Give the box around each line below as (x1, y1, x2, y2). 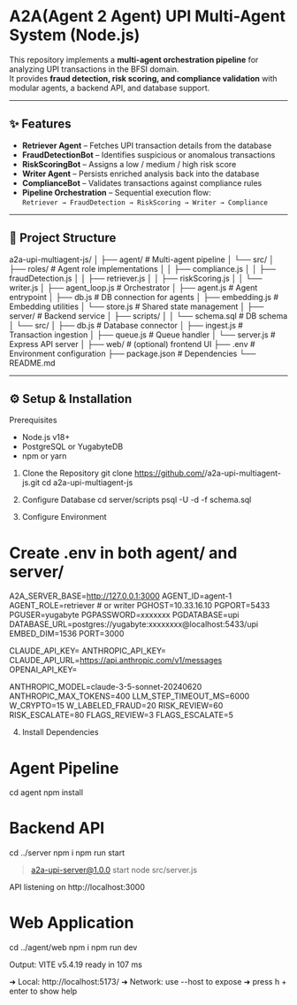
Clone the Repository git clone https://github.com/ (21, 468, 205, 479)
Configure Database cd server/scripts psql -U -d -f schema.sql (21, 494, 252, 506)
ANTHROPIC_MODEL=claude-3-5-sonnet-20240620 (9, 682, 202, 692)
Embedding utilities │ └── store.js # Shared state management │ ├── (9, 301, 264, 312)
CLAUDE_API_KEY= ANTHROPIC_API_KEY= (9, 646, 166, 656)
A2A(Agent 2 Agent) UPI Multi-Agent (9, 6, 286, 27)
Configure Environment (21, 512, 107, 522)
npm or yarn (21, 451, 67, 461)
